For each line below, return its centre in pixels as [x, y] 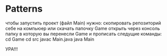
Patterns [24, 9]
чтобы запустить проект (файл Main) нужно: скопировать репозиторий [83, 23]
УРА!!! [12, 49]
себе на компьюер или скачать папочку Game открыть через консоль [83, 28]
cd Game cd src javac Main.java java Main [50, 39]
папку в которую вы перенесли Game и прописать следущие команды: [83, 34]
